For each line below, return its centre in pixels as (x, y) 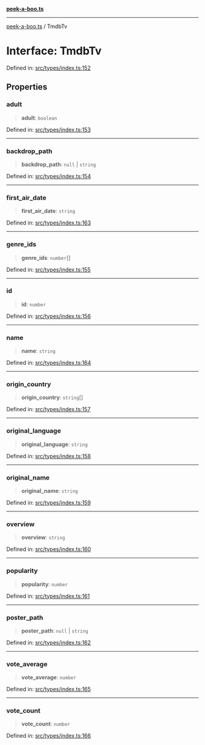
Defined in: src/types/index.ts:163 (49, 223)
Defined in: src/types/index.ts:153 (49, 129)
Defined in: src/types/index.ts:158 (49, 456)
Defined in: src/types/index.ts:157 (49, 409)
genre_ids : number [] (46, 257)
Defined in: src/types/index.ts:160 (49, 549)
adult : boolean (39, 118)
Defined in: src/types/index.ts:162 (49, 642)
